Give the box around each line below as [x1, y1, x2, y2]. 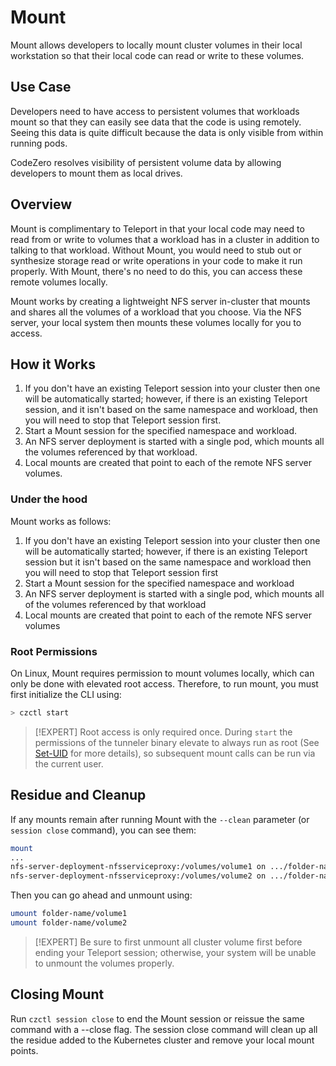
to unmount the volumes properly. [34, 957, 175, 969]
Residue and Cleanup [10, 787, 147, 804]
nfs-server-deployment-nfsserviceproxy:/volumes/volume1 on [10, 862, 267, 872]
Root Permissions [10, 644, 98, 658]
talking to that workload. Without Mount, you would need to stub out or [10, 244, 302, 256]
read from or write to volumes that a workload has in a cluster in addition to [10, 233, 320, 245]
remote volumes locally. [10, 276, 108, 288]
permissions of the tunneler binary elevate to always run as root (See [34, 736, 320, 748]
